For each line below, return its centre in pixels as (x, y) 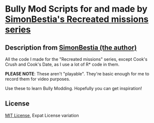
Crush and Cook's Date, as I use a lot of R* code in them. (62, 64)
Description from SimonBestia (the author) (71, 47)
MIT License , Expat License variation (42, 115)
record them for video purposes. (38, 79)
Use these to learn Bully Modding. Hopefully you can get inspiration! (74, 88)
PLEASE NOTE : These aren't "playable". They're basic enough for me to (77, 74)
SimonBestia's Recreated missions (77, 19)
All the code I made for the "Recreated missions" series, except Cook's (76, 59)
